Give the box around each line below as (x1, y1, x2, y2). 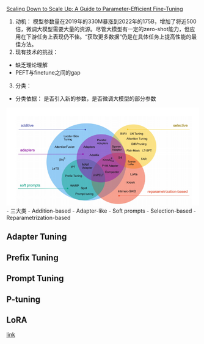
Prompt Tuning (6, 273, 64, 284)
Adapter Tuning (6, 232, 67, 242)
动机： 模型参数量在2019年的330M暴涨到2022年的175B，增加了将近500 (15, 18, 197, 25)
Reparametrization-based (6, 214, 71, 222)
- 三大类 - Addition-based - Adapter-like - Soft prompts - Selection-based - (6, 207, 197, 214)
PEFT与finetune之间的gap (15, 69, 81, 76)
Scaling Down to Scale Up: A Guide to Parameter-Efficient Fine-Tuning (6, 5, 183, 12)
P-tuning (6, 294, 41, 304)
